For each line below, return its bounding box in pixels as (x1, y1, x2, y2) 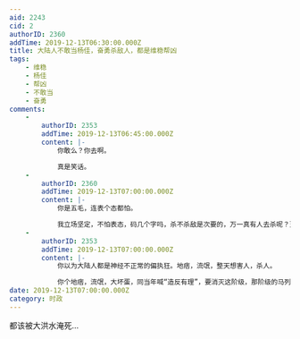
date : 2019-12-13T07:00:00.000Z (9, 286, 129, 295)
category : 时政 (9, 294, 63, 303)
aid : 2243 (9, 13, 46, 22)
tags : (9, 55, 29, 64)
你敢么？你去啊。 (56, 146, 112, 155)
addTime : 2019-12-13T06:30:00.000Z (9, 38, 142, 47)
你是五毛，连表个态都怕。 (56, 204, 137, 213)
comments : (9, 105, 46, 114)
